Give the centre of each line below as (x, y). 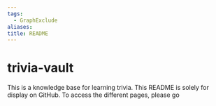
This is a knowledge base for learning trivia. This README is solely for (108, 88)
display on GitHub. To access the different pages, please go (93, 95)
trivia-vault (41, 68)
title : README (28, 33)
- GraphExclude (36, 20)
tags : (15, 14)
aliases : (20, 27)
